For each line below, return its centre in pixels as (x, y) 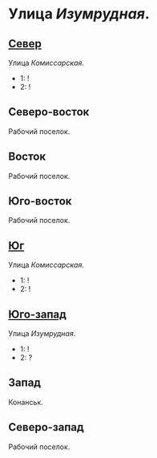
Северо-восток (49, 112)
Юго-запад (37, 314)
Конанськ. (26, 402)
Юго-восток (40, 201)
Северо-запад (46, 427)
